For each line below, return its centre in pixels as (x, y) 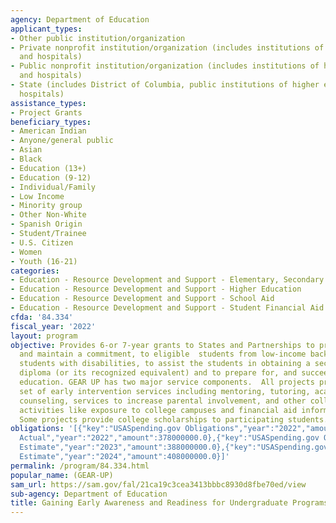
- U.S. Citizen (42, 242)
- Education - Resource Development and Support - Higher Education (156, 289)
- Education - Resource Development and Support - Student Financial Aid (167, 308)
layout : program (44, 336)
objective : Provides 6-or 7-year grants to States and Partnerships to (162, 345)
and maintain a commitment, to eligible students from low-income (163, 354)
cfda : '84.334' (42, 317)
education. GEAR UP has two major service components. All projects (167, 382)
